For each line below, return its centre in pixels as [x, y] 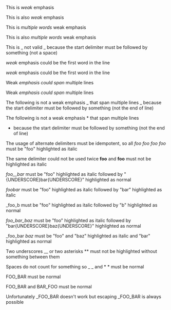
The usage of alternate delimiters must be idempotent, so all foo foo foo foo [86, 143]
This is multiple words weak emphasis [46, 27]
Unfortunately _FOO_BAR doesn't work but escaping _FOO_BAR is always [83, 297]
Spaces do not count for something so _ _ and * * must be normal [75, 267]
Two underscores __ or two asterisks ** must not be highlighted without [81, 251]
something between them [33, 257]
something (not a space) [32, 53]
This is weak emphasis [30, 7]
